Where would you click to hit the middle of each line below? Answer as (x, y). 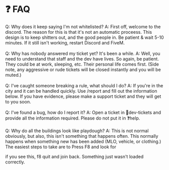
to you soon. (18, 101)
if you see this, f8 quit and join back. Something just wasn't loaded (74, 156)
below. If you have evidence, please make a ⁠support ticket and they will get (83, 96)
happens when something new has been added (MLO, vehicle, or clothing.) (83, 141)
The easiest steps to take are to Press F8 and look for (61, 147)
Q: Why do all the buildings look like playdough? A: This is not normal (77, 131)
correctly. (15, 162)
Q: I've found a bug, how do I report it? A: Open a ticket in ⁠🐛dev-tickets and (83, 112)
